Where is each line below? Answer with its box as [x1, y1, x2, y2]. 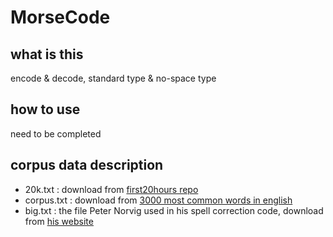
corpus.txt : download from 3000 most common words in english [24, 194, 293, 206]
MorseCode [10, 6, 111, 29]
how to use [10, 101, 81, 118]
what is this [10, 46, 84, 63]
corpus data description [10, 157, 164, 174]
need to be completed [10, 127, 102, 140]
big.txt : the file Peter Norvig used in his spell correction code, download [24, 204, 324, 216]
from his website [24, 215, 94, 227]
